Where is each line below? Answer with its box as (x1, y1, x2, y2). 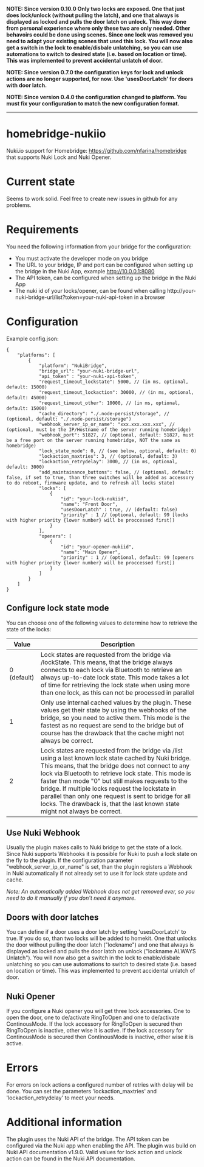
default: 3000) (6, 464, 45, 470)
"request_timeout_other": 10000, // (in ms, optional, (38, 400, 181, 406)
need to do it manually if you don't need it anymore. (6, 894, 137, 902)
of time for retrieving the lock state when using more (40, 681, 190, 689)
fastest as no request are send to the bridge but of (40, 721, 184, 729)
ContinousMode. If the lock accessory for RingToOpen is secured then (6, 1020, 183, 1028)
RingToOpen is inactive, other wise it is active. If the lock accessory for (6, 1027, 183, 1034)
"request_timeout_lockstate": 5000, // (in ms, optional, (38, 379, 189, 385)
